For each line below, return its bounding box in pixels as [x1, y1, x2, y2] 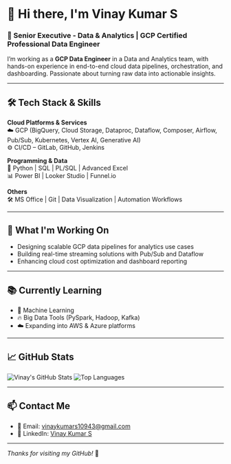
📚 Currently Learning [7, 285, 102, 296]
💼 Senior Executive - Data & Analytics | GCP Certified [7, 31, 188, 41]
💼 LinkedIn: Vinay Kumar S [16, 429, 92, 437]
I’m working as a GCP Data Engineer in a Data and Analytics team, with [7, 55, 208, 63]
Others [7, 188, 27, 196]
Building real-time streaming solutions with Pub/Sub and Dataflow [16, 250, 204, 258]
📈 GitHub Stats [7, 351, 74, 363]
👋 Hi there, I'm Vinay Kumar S [7, 6, 178, 22]
